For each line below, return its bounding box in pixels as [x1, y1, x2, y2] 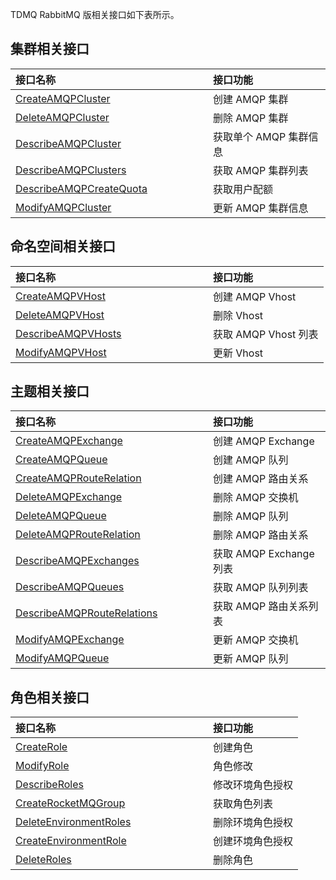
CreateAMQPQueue [15, 453, 108, 467]
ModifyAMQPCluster [15, 200, 112, 214]
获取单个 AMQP [213, 129, 287, 143]
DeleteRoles [15, 853, 72, 867]
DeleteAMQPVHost [15, 308, 105, 322]
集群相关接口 [10, 41, 90, 58]
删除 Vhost [213, 308, 264, 322]
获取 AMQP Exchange [213, 547, 315, 561]
